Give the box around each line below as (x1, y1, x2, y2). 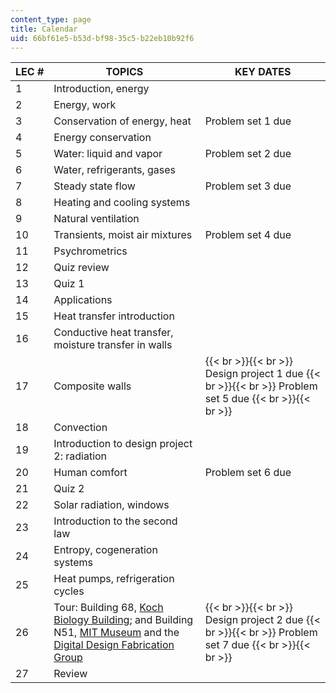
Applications (53, 293, 113, 307)
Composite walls (53, 379, 132, 393)
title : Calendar (10, 24, 78, 34)
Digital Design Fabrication (53, 638, 175, 652)
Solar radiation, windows (53, 498, 170, 512)
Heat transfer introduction (53, 309, 175, 323)
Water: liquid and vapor (53, 147, 163, 161)
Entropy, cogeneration (53, 543, 158, 557)
